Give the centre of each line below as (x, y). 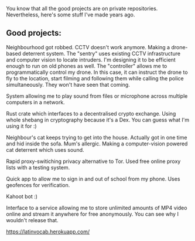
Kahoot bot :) (22, 196)
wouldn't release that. (32, 220)
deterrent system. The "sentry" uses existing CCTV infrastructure (101, 53)
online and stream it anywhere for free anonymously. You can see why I (92, 214)
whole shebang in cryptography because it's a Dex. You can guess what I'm (98, 120)
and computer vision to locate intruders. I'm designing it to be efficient (91, 60)
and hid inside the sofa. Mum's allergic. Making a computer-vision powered (97, 144)
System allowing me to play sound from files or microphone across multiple (97, 96)
